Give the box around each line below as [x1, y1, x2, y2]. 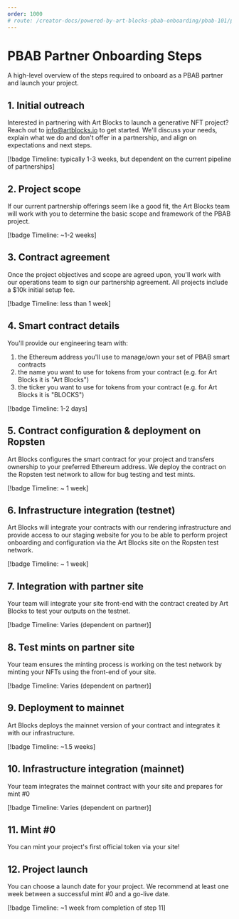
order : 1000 [7, 10, 43, 18]
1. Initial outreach [7, 99, 85, 111]
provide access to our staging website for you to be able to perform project [7, 531, 228, 540]
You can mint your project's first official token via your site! [7, 843, 180, 851]
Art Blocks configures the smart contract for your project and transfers [7, 455, 215, 463]
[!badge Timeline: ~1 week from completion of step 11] [7, 903, 166, 912]
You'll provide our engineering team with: [7, 339, 128, 347]
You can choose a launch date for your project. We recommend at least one [7, 882, 229, 891]
